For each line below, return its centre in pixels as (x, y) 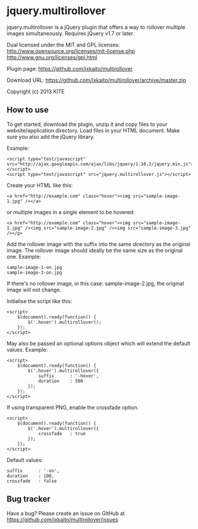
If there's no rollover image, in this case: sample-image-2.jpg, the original (95, 283)
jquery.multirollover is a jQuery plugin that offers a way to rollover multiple (96, 27)
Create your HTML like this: (40, 185)
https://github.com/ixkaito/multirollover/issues (62, 520)
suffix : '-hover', (68, 376)
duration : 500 (61, 381)
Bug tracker (28, 499)
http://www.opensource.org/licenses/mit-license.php (71, 51)
